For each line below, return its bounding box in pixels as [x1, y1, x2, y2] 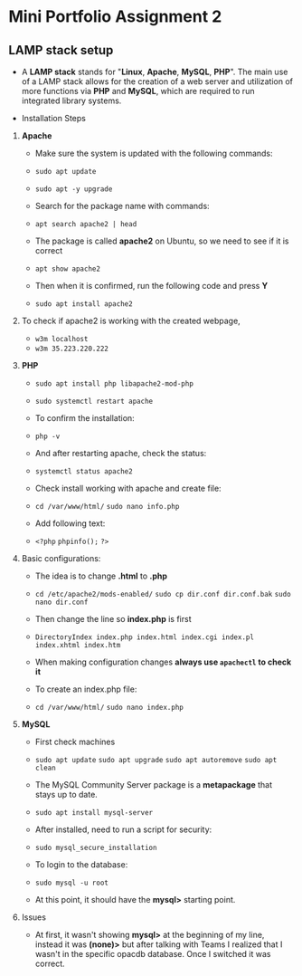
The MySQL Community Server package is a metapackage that [34, 780, 273, 789]
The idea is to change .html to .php [34, 570, 168, 581]
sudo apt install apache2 [34, 300, 133, 309]
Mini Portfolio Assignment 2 [8, 6, 222, 27]
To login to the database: [34, 859, 128, 870]
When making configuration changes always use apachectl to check [34, 656, 292, 667]
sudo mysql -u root [34, 878, 109, 887]
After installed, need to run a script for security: [34, 824, 212, 835]
